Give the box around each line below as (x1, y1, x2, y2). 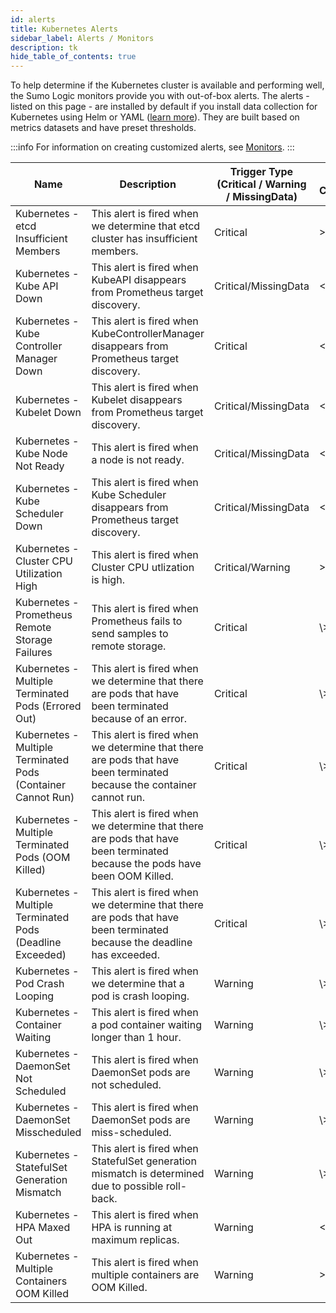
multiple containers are (91, 1268, 200, 1282)
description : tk (10, 42, 78, 53)
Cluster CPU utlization (91, 561, 195, 575)
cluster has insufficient (91, 232, 198, 246)
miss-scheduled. (91, 1126, 172, 1140)
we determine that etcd (91, 219, 201, 233)
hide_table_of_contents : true (10, 52, 137, 62)
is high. (91, 573, 125, 587)
